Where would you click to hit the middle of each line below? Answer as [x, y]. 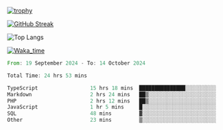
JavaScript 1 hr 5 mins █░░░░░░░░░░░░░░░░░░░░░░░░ [111, 107]
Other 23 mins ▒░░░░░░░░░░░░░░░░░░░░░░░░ [111, 120]
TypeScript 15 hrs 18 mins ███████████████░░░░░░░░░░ [111, 88]
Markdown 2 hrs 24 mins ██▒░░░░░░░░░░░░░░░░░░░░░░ [111, 94]
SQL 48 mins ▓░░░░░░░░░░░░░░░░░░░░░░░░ [111, 113]
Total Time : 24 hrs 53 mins [47, 76]
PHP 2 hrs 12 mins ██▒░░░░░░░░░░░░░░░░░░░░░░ [111, 101]
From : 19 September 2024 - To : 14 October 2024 [77, 63]
